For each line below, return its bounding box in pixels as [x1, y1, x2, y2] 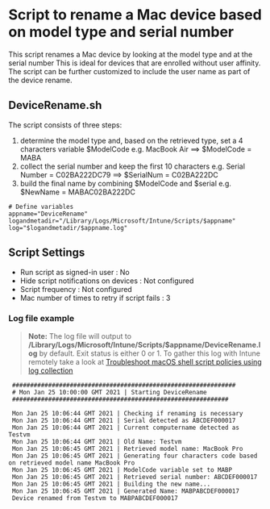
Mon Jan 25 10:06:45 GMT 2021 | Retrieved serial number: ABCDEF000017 [11, 473, 258, 481]
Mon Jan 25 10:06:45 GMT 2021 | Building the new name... [11, 480, 211, 488]
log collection [27, 365, 74, 375]
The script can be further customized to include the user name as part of [8, 66, 251, 76]
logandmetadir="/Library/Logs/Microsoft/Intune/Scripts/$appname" [8, 216, 236, 225]
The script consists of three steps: [8, 119, 123, 130]
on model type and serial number [8, 23, 235, 41]
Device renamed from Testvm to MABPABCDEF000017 [11, 494, 179, 502]
